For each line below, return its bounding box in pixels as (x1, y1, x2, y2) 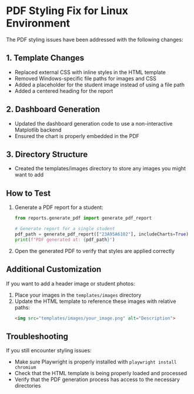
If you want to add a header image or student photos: (6, 280, 135, 287)
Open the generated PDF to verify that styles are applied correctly (14, 247, 175, 254)
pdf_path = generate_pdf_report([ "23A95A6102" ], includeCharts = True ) (14, 231, 189, 237)
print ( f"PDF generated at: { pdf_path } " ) (14, 237, 115, 243)
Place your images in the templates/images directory (14, 291, 142, 298)
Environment (6, 16, 71, 30)
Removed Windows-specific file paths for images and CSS (14, 75, 157, 82)
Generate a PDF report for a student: (14, 204, 103, 211)
